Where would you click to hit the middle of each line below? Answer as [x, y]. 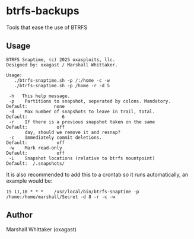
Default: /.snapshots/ [36, 163]
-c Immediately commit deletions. [55, 138]
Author [19, 215]
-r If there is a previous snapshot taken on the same [82, 122]
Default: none [36, 106]
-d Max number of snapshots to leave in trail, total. [82, 111]
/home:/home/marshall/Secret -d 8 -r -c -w [61, 197]
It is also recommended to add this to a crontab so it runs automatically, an [97, 174]
